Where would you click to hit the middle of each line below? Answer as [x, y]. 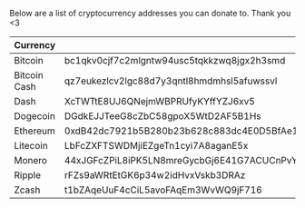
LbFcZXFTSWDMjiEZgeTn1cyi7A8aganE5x [156, 146]
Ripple [27, 175]
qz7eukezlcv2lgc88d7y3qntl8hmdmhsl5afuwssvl [171, 81]
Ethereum [35, 131]
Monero [31, 160]
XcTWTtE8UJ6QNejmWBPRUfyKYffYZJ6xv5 [160, 101]
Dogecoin [35, 116]
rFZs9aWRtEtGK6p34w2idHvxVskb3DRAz [155, 175]
